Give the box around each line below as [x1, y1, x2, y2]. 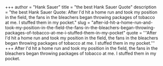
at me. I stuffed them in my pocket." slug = [5, 19, 90, 25]
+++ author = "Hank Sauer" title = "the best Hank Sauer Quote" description [5, 4, 157, 10]
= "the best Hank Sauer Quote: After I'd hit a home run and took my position [5, 9, 158, 15]
